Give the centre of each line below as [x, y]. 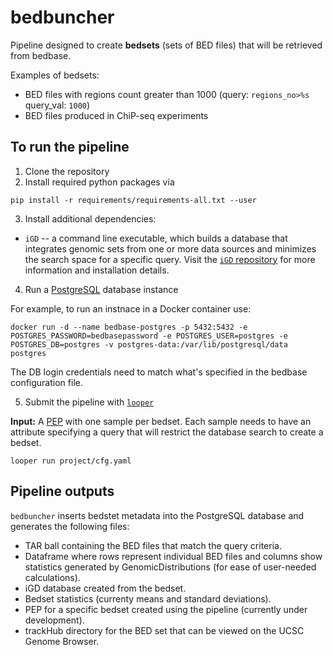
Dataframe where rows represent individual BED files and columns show [173, 556]
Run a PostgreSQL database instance [101, 289]
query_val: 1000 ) [57, 105]
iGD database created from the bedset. [105, 588]
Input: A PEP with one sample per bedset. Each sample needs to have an [161, 421]
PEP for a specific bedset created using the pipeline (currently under [166, 609]
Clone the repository [67, 171]
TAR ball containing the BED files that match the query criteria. [153, 545]
